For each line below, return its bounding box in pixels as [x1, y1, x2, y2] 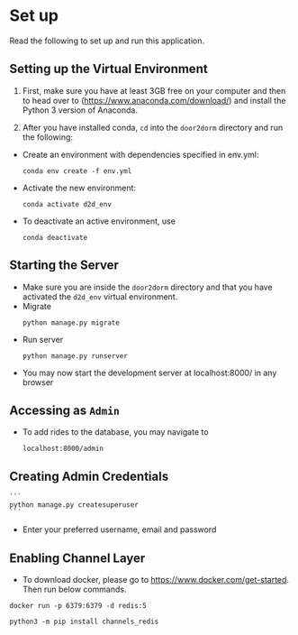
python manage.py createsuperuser [9, 501, 140, 510]
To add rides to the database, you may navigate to [22, 427, 209, 437]
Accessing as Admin [9, 402, 120, 418]
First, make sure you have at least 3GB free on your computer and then [22, 85, 286, 96]
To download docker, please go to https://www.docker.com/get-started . [22, 575, 290, 584]
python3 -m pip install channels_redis [9, 617, 159, 626]
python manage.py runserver [22, 351, 128, 361]
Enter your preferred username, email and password [22, 524, 217, 535]
